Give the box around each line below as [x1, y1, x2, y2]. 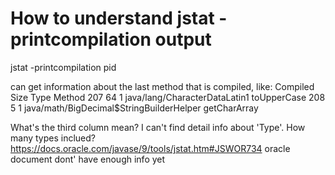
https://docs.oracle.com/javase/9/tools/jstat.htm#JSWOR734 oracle [10, 142, 291, 154]
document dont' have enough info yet [10, 153, 166, 165]
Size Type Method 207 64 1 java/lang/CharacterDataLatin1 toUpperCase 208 [10, 91, 326, 103]
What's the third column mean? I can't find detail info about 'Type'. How [10, 121, 306, 133]
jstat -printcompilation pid [10, 61, 117, 73]
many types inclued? [10, 132, 97, 144]
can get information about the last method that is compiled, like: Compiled [10, 80, 315, 92]
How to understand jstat [10, 7, 215, 30]
